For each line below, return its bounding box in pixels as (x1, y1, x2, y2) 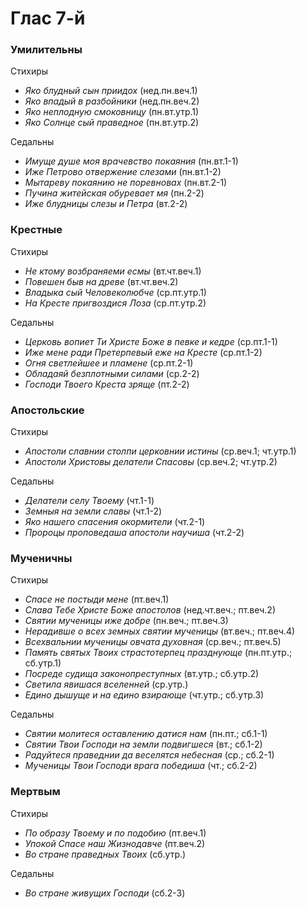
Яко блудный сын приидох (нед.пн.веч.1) (24, 85, 198, 97)
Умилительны (10, 43, 83, 57)
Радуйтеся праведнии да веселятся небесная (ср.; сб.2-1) (24, 749, 275, 761)
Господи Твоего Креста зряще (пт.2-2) (24, 378, 190, 390)
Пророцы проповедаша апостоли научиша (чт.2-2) (24, 527, 245, 539)
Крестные (10, 223, 63, 237)
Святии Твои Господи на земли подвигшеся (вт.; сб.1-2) (24, 738, 263, 751)
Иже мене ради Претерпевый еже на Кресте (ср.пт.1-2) (24, 346, 263, 358)
